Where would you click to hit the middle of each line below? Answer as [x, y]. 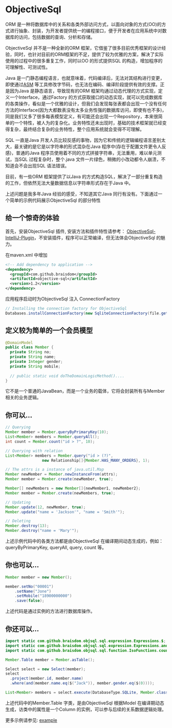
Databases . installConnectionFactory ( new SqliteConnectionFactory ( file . [83, 313]
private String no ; [31, 352]
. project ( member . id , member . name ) [47, 679]
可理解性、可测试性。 [28, 67]
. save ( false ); [29, 601]
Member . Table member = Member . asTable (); [50, 660]
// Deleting [18, 521]
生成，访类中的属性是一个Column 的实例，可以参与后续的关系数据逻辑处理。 [86, 709]
